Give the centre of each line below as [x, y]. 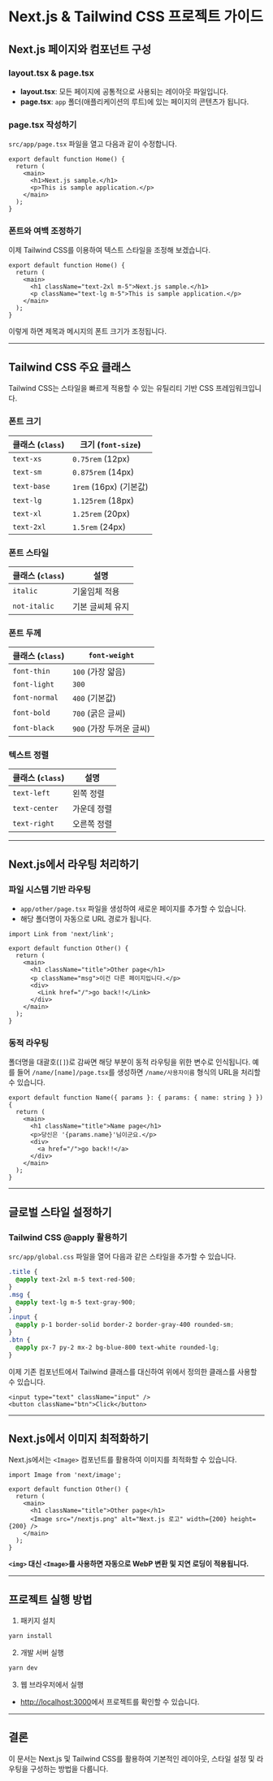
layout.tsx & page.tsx [52, 72]
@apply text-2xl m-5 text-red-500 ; [76, 1280]
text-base [31, 486]
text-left [31, 793]
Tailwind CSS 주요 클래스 [70, 367]
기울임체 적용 [96, 591]
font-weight [111, 656]
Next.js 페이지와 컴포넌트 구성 [80, 49]
